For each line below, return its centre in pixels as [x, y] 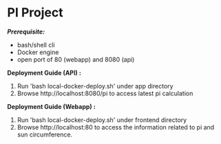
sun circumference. [45, 134]
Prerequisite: [26, 32]
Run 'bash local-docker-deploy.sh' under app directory [95, 86]
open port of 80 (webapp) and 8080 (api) [76, 59]
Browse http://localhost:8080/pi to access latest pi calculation [105, 93]
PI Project [35, 13]
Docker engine [38, 52]
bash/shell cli [36, 45]
